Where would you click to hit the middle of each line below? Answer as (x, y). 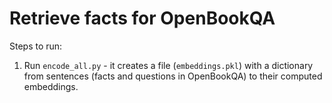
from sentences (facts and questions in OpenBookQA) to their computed (173, 76)
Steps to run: (36, 46)
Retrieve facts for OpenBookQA (142, 18)
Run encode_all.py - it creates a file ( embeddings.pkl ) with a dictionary (168, 65)
